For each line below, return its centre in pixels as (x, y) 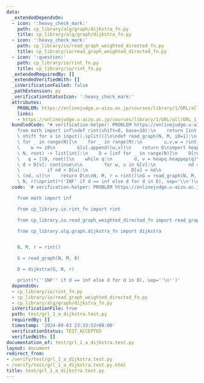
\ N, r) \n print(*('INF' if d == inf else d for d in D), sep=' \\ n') (106, 182)
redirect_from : (25, 354)
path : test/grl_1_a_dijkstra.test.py (59, 314)
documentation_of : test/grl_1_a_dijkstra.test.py (70, 342)
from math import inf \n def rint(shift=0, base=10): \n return (100, 131)
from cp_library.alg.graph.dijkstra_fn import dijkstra (90, 231)
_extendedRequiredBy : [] (43, 74)
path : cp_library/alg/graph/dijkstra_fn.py (73, 29)
